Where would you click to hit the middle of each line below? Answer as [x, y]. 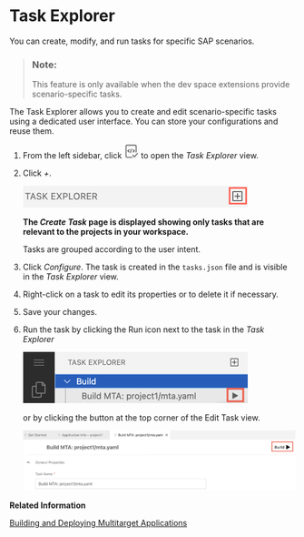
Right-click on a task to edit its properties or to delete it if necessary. [151, 294]
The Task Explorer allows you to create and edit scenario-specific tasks [143, 112]
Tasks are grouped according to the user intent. [112, 249]
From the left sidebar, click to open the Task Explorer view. [140, 156]
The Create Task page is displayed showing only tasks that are [143, 222]
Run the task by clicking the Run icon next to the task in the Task [143, 329]
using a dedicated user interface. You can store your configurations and [144, 122]
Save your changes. [60, 312]
